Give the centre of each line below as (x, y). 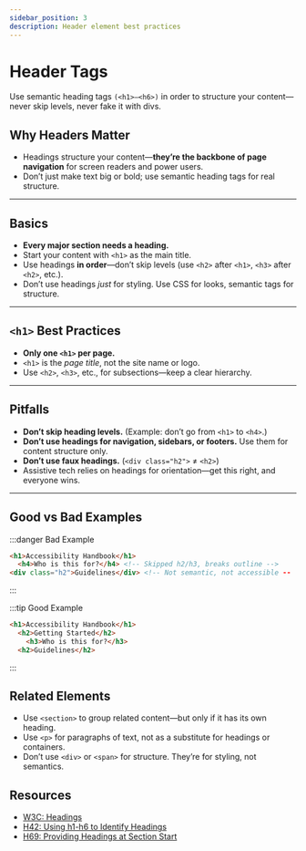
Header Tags (59, 72)
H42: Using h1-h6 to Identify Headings (94, 827)
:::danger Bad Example (52, 539)
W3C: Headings (52, 817)
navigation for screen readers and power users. (113, 167)
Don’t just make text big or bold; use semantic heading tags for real (148, 176)
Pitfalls (30, 410)
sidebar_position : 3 (49, 18)
